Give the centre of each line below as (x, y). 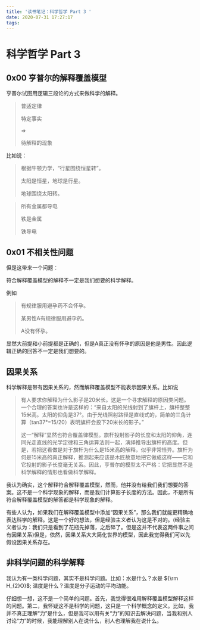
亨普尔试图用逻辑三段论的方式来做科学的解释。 (63, 94)
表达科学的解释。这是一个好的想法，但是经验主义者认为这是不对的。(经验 (96, 520)
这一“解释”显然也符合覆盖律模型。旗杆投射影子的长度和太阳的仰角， (104, 435)
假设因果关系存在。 (30, 542)
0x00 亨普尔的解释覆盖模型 (57, 78)
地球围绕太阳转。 (42, 194)
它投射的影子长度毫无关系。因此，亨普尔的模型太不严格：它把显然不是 (107, 465)
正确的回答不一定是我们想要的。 (50, 351)
